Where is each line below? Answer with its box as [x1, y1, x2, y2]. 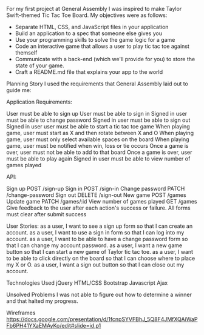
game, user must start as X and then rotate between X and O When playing [6, 130, 194, 136]
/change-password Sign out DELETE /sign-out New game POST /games [6, 191, 186, 199]
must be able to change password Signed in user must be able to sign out [6, 116, 191, 124]
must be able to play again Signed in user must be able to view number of [6, 155, 191, 162]
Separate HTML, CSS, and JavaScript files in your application [15, 24, 169, 30]
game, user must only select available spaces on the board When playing [6, 136, 189, 143]
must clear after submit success [6, 211, 87, 217]
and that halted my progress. [6, 297, 79, 305]
